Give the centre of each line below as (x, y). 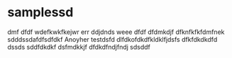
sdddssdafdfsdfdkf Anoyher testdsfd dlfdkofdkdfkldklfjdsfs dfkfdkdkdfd (112, 39)
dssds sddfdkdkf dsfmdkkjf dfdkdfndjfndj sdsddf (79, 47)
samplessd (40, 12)
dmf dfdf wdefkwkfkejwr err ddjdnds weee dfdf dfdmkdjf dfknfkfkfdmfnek (116, 32)
